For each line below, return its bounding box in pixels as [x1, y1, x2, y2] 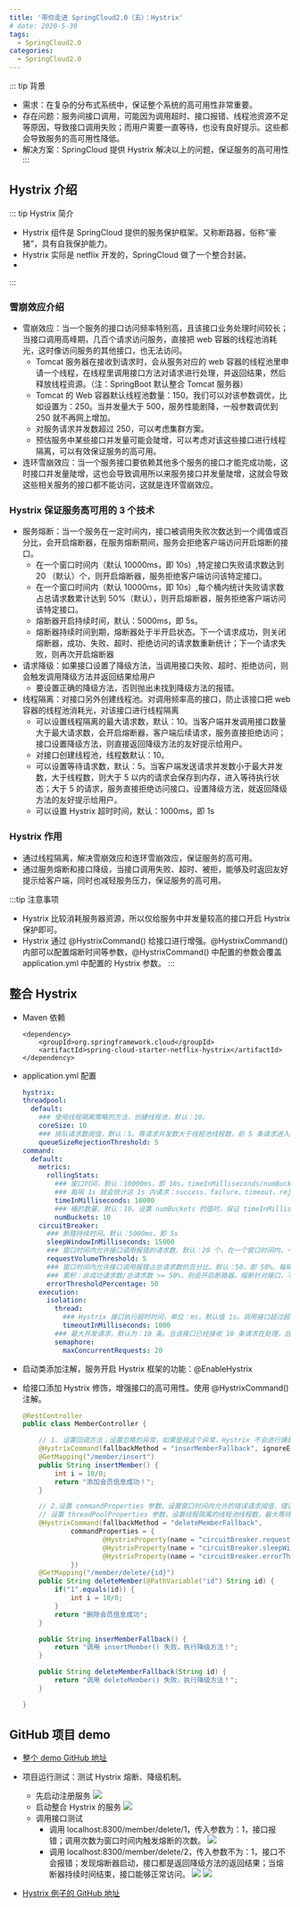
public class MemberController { [21, 1420, 147, 1429]
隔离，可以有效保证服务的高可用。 [35, 446, 162, 457]
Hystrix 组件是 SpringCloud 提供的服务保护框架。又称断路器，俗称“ [21, 227, 270, 237]
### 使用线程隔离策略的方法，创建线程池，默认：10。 [38, 1113, 209, 1122]
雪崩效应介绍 [9, 301, 65, 313]
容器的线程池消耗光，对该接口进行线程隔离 [21, 705, 179, 716]
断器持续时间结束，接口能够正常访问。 [48, 1869, 190, 1880]
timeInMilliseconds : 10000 [54, 1196, 155, 1205]
